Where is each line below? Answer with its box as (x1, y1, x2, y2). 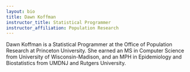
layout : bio (6, 8, 35, 15)
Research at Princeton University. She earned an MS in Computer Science (6, 47, 185, 54)
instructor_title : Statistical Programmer (6, 19, 111, 25)
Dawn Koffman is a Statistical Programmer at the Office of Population (6, 41, 172, 48)
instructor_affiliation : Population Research (6, 25, 119, 31)
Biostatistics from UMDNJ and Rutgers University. (6, 60, 126, 67)
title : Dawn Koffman (6, 14, 57, 20)
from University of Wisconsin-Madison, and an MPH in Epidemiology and (6, 53, 182, 60)
